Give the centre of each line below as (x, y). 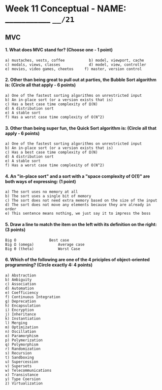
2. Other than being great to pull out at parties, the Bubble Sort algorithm (81, 80)
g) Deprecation (21, 301)
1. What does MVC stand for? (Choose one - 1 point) (59, 50)
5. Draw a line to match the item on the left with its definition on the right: (81, 224)
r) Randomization (23, 349)
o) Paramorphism (22, 336)
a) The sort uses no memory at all (42, 192)
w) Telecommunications (28, 370)
